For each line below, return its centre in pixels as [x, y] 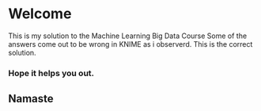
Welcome [40, 14]
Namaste [31, 99]
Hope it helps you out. [51, 73]
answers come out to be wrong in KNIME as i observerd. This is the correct [130, 44]
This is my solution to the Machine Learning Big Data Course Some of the [128, 36]
